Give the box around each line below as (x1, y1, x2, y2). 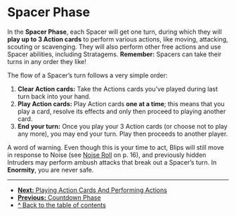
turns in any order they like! (7, 57, 86, 65)
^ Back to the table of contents (17, 201, 107, 209)
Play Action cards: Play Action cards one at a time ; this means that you (17, 99, 225, 108)
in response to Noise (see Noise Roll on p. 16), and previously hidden (7, 151, 206, 159)
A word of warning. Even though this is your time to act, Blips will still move (7, 143, 225, 151)
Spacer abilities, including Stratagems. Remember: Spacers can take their (7, 50, 222, 58)
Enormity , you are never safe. (7, 165, 94, 174)
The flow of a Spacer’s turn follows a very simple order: (7, 71, 168, 80)
